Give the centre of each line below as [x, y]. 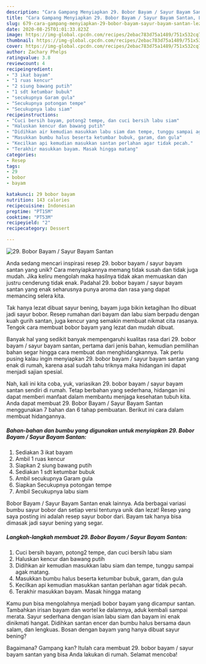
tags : [13, 166]
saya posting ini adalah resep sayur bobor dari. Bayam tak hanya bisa [94, 516]
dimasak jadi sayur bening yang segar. [55, 523]
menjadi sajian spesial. [35, 372]
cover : [15, 47]
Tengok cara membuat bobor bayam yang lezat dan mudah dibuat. [90, 327]
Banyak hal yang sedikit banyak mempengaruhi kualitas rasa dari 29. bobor [101, 339]
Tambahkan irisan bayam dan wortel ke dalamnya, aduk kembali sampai [97, 610]
